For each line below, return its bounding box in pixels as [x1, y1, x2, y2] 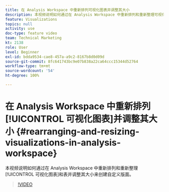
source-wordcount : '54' [5, 69, 55, 74]
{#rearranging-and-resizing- [16, 126, 140, 138]
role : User [5, 45, 28, 50]
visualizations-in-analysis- [5, 137, 121, 149]
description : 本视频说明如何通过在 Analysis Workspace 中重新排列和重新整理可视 [5, 12, 162, 17]
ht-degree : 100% [5, 73, 39, 78]
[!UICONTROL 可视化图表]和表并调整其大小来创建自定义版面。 [5, 171, 134, 177]
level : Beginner [5, 49, 39, 54]
